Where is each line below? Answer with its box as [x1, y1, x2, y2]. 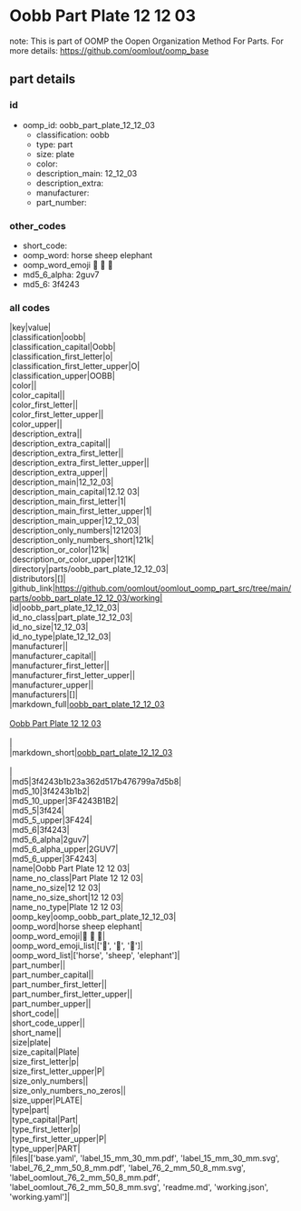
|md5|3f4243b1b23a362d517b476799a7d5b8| [9, 776, 182, 787]
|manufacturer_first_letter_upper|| [9, 670, 136, 681]
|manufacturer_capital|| [9, 651, 97, 662]
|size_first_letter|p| [9, 1056, 80, 1067]
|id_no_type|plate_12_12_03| [9, 631, 112, 642]
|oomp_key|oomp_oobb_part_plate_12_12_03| [9, 911, 177, 923]
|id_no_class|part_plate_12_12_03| [9, 612, 133, 623]
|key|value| [9, 322, 52, 333]
